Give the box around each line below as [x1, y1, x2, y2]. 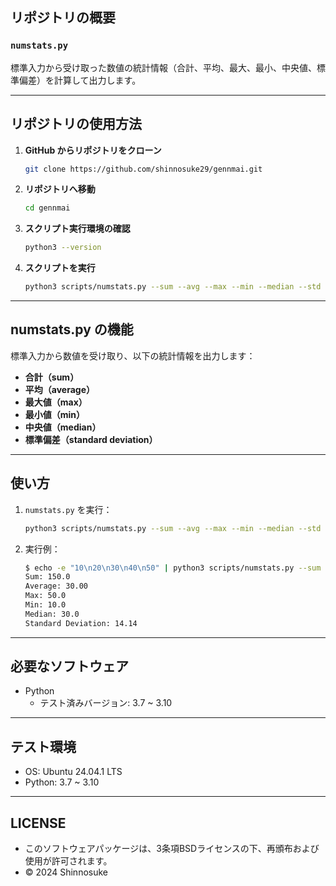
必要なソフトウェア [10, 658, 129, 675]
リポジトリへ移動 [24, 183, 96, 195]
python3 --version [24, 243, 102, 253]
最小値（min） [24, 408, 86, 420]
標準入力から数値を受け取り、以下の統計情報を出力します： [10, 349, 256, 362]
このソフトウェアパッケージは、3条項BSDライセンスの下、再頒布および [24, 843, 320, 855]
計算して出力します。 [53, 74, 142, 86]
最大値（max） [24, 396, 88, 408]
